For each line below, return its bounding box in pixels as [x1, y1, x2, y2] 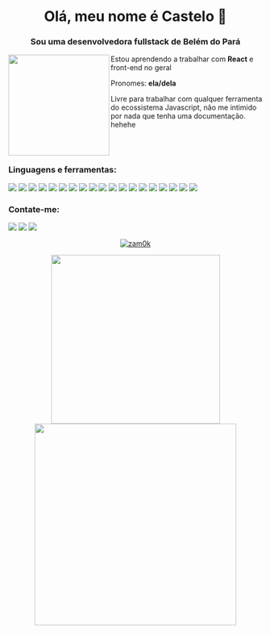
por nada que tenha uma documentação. [110, 111, 246, 121]
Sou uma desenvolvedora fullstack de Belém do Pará [30, 36, 241, 48]
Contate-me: [8, 203, 60, 215]
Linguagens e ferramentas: [8, 165, 117, 176]
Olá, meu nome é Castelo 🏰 [44, 7, 227, 26]
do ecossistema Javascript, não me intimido [110, 102, 257, 112]
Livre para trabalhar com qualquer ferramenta [110, 94, 263, 104]
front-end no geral [110, 63, 172, 73]
